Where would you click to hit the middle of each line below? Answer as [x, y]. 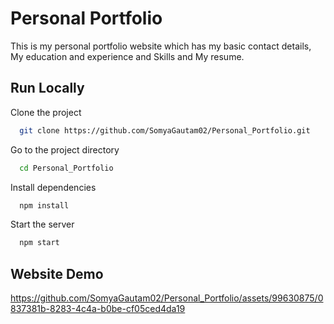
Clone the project [46, 112]
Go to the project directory [65, 149]
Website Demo [57, 273]
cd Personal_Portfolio [66, 168]
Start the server [42, 224]
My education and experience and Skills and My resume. [127, 56]
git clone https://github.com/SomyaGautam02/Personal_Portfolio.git [165, 130]
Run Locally [47, 88]
